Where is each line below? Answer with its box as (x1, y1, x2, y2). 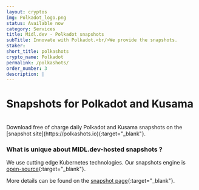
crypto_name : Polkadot (6, 54, 64, 60)
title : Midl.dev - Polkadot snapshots (6, 32, 104, 38)
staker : (6, 43, 26, 49)
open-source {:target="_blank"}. (6, 165, 86, 173)
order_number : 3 (6, 65, 47, 72)
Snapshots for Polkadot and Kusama (6, 97, 194, 111)
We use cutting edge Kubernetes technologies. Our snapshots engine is (6, 159, 186, 166)
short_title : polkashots (6, 49, 69, 55)
